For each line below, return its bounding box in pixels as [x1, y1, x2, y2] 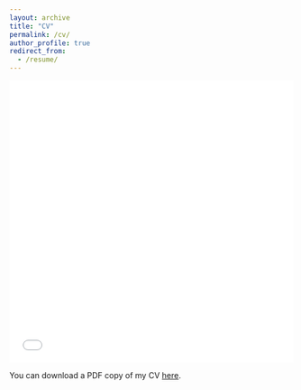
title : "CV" [9, 22, 54, 31]
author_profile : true [9, 38, 91, 48]
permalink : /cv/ [9, 30, 70, 39]
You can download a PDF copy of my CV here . [9, 370, 182, 380]
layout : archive [9, 13, 70, 23]
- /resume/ [17, 55, 59, 64]
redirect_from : [9, 47, 67, 56]
